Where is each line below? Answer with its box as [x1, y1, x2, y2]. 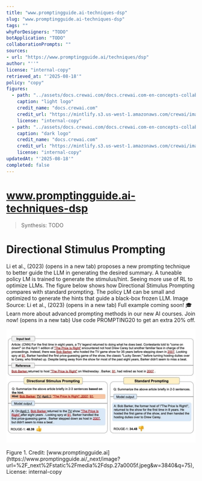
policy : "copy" [6, 79, 44, 85]
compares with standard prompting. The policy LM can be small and [6, 288, 176, 295]
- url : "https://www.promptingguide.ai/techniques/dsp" [6, 54, 149, 60]
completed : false [6, 162, 50, 168]
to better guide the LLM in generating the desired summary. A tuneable [6, 268, 182, 276]
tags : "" [6, 22, 28, 28]
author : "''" [6, 60, 39, 66]
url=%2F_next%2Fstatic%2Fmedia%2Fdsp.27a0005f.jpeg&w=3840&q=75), [6, 461, 194, 469]
